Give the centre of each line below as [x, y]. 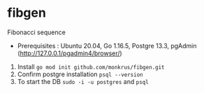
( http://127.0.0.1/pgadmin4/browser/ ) [70, 53]
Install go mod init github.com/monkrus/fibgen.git [91, 66]
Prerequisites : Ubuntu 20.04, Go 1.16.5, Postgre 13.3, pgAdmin [107, 45]
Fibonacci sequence [37, 32]
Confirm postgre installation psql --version [80, 74]
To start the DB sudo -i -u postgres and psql [83, 81]
